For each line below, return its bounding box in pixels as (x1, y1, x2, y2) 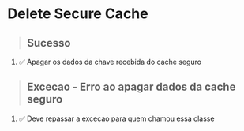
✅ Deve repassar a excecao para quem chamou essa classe (18, 114, 215, 123)
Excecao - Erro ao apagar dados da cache (26, 80, 236, 94)
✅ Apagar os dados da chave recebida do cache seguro (18, 57, 202, 66)
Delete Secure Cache (7, 5, 148, 23)
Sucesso (26, 36, 71, 50)
